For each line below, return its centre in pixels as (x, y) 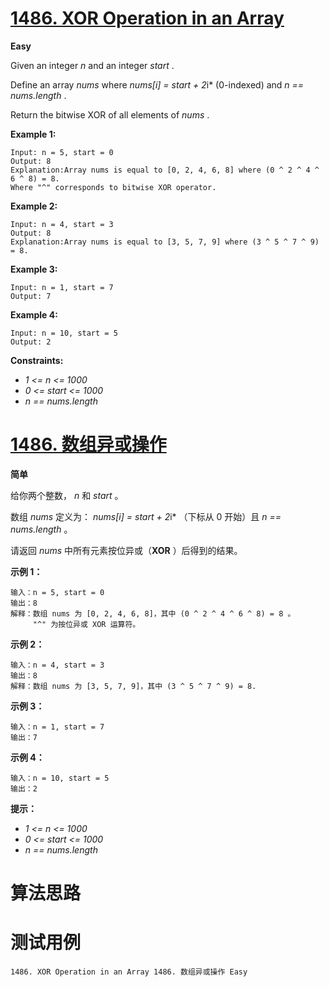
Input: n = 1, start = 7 (62, 287)
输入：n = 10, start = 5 (60, 778)
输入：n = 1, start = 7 (57, 727)
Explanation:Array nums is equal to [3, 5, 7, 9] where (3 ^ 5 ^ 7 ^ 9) (165, 242)
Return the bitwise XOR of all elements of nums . (110, 114)
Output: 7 (31, 296)
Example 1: (33, 134)
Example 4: (34, 314)
